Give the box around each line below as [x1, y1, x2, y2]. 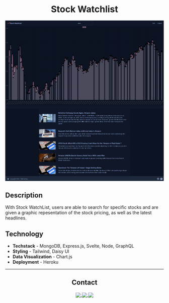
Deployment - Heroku [12, 259, 59, 265]
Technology [5, 230, 44, 238]
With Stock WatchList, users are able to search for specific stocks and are [5, 204, 158, 210]
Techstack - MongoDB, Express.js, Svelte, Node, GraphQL [12, 243, 134, 249]
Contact [71, 278, 98, 287]
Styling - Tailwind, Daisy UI [12, 248, 69, 255]
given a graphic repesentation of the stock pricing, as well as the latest [5, 210, 152, 216]
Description [5, 191, 43, 199]
